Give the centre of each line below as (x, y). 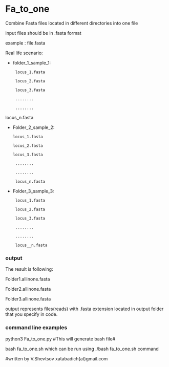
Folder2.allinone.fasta (28, 289)
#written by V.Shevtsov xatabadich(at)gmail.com (57, 358)
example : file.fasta (25, 43)
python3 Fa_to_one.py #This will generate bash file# (60, 339)
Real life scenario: (24, 53)
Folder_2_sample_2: (34, 127)
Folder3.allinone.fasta (28, 299)
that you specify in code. (31, 314)
